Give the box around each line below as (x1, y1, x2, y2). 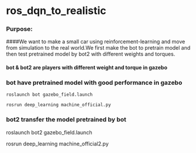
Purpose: (6, 25, 33, 33)
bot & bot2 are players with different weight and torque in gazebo (6, 64, 168, 71)
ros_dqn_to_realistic (6, 4, 106, 18)
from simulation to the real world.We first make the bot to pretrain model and (6, 44, 191, 51)
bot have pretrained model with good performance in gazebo (6, 79, 183, 86)
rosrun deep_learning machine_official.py (6, 102, 111, 108)
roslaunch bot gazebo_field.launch (6, 92, 93, 98)
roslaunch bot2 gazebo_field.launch (6, 128, 92, 135)
